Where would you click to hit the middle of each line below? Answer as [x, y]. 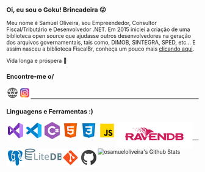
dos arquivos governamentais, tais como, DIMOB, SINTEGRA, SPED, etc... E [101, 43]
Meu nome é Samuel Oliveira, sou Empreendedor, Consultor [81, 23]
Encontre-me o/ [30, 77]
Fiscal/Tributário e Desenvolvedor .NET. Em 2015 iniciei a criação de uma [98, 29]
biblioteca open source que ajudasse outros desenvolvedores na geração [99, 36]
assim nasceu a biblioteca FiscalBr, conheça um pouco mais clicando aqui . [100, 49]
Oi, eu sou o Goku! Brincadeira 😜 [56, 10]
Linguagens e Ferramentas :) [50, 111]
